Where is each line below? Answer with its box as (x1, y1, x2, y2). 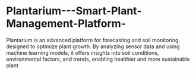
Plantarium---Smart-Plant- (6, 4, 142, 18)
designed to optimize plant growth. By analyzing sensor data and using (6, 43, 180, 50)
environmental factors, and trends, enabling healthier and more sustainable (6, 55, 190, 62)
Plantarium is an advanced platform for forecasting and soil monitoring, (6, 36, 180, 43)
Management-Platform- (6, 17, 127, 30)
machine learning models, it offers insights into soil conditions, (6, 49, 159, 56)
